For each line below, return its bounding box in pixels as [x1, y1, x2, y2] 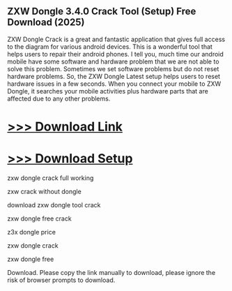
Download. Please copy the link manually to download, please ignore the [7, 268, 216, 276]
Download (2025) [7, 17, 85, 29]
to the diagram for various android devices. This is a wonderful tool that [7, 42, 212, 51]
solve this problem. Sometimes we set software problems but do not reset [7, 64, 219, 73]
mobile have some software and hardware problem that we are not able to [7, 57, 219, 66]
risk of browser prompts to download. [7, 276, 116, 284]
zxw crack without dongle [7, 187, 82, 195]
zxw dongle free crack [7, 214, 72, 223]
